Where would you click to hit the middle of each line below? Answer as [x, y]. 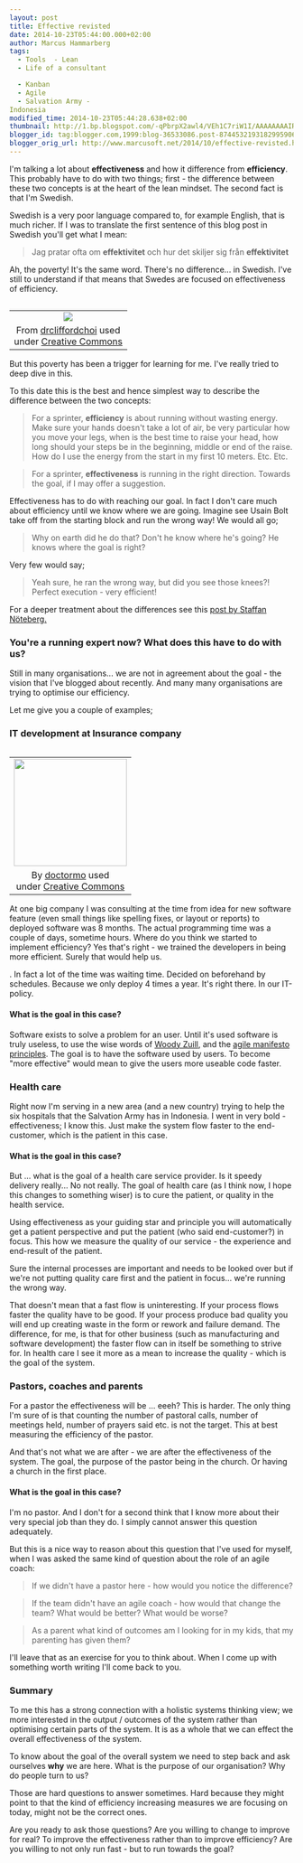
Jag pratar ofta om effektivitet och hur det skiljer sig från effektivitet [160, 252]
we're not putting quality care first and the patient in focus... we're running [147, 1278]
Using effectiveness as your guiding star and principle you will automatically [151, 1222]
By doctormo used [70, 875]
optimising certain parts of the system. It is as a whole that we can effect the [151, 1729]
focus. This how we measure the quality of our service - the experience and [150, 1241]
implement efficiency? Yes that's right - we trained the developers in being [148, 947]
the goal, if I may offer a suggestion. [99, 483]
